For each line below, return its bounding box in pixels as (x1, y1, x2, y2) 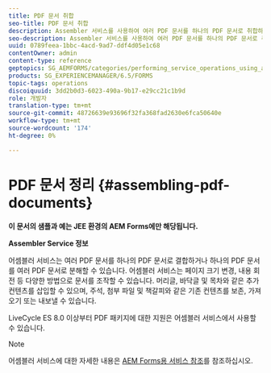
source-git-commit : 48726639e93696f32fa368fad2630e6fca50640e (8, 110, 222, 118)
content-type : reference (8, 57, 92, 65)
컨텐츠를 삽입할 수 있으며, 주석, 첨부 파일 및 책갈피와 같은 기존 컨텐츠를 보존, (8, 285, 247, 295)
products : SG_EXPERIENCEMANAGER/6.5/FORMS (8, 72, 153, 80)
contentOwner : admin (8, 49, 78, 57)
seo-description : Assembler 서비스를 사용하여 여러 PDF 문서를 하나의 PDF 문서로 (8, 34, 258, 43)
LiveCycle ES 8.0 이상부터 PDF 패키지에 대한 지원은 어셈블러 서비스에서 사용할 (8, 313, 256, 322)
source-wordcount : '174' (8, 124, 92, 132)
